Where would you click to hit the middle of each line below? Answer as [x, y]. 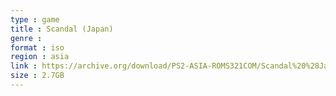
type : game [35, 19]
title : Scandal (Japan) [62, 29]
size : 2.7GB [37, 76]
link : [24, 66]
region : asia [40, 57]
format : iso [37, 47]
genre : [26, 38]
